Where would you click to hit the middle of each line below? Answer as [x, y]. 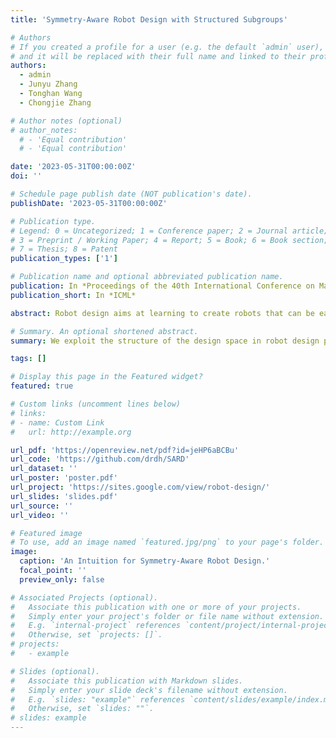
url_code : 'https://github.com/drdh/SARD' [100, 459]
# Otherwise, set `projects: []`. [86, 635]
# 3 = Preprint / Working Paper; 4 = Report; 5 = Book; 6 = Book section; [169, 240]
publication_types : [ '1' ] [64, 259]
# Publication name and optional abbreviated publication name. [147, 277]
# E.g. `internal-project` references [96, 626]
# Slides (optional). [55, 671]
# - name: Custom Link [57, 422]
